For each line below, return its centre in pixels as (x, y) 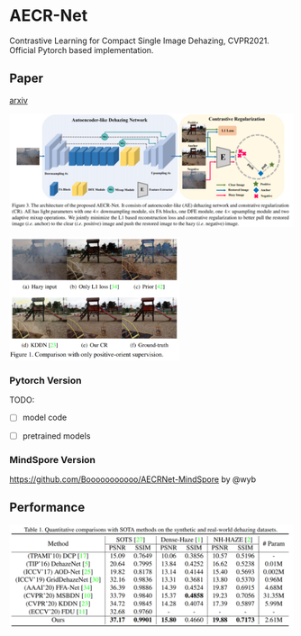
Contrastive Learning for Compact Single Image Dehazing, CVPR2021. (140, 41)
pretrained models (56, 436)
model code (45, 418)
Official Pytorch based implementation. (82, 50)
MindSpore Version (53, 459)
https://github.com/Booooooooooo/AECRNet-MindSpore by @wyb (133, 479)
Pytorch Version (46, 381)
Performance (47, 508)
